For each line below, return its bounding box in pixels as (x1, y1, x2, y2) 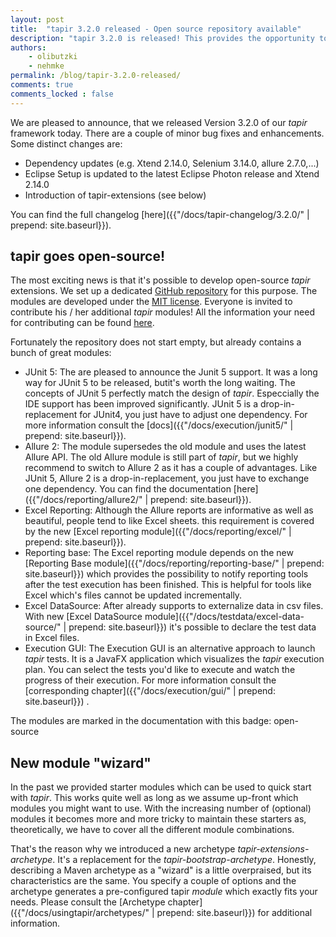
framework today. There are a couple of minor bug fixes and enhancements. (10, 127, 325, 139)
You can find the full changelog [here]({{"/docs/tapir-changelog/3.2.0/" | (10, 208, 310, 220)
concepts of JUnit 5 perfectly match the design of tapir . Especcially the (24, 387, 320, 400)
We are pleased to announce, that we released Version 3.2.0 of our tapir (10, 116, 308, 128)
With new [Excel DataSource (24, 611, 143, 623)
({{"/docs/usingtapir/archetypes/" (10, 907, 150, 919)
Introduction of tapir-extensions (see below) (24, 189, 207, 201)
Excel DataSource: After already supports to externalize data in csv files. (24, 600, 324, 612)
